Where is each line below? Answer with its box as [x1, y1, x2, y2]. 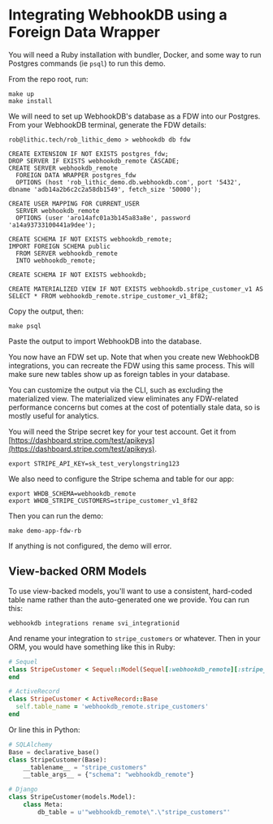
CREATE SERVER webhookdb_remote [8, 164, 118, 172]
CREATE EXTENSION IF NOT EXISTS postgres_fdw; [8, 150, 169, 158]
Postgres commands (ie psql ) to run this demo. [8, 59, 166, 68]
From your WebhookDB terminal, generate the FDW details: [8, 119, 207, 129]
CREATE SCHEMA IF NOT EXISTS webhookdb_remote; [8, 235, 173, 243]
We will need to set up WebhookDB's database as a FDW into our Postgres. [8, 111, 261, 121]
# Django [8, 786, 38, 794]
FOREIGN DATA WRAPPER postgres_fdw [15, 171, 136, 180]
